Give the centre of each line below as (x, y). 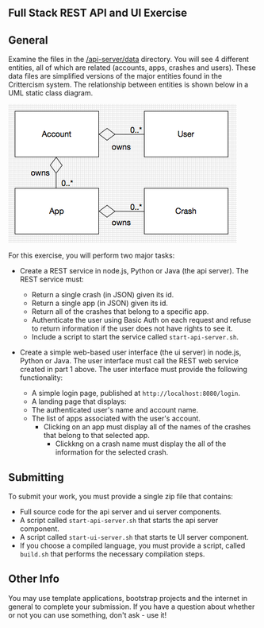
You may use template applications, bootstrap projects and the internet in (128, 598)
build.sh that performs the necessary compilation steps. (112, 554)
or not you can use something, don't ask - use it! (88, 614)
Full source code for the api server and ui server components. (121, 512)
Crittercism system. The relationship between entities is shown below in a (128, 85)
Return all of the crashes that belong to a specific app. (120, 312)
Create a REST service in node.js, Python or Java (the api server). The (134, 271)
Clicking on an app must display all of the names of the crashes (147, 427)
